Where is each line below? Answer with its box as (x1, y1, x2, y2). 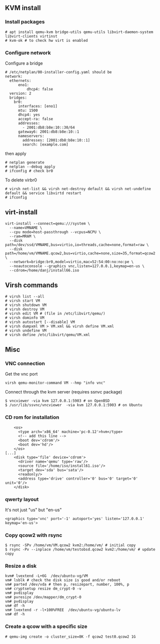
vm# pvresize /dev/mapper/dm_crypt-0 (5, 595, 82, 600)
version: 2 (9, 91, 32, 96)
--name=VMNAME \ (9, 225, 42, 230)
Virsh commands (5, 281, 58, 289)
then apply (5, 150, 27, 156)
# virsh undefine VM (5, 328, 47, 333)
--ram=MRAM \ (9, 233, 36, 239)
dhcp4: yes (18, 112, 40, 117)
